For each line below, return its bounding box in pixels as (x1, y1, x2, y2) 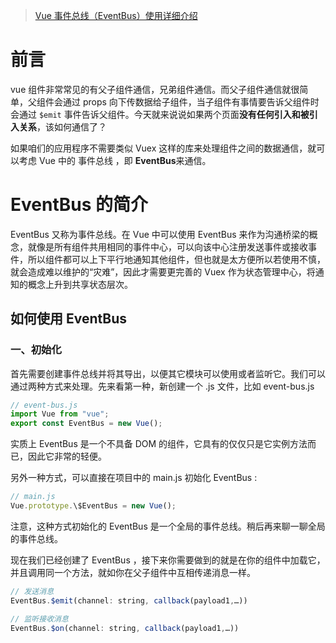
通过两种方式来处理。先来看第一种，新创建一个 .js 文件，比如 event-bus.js (10, 380, 315, 392)
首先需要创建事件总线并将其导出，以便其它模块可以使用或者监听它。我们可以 (10, 367, 326, 379)
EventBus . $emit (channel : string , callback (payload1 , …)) (10, 595, 248, 606)
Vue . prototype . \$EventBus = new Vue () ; (10, 501, 177, 511)
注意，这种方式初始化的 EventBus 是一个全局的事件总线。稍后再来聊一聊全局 (10, 520, 326, 532)
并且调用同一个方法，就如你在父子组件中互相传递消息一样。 (10, 566, 256, 578)
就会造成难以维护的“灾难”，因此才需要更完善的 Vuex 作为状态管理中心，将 (10, 265, 316, 278)
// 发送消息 (10, 586, 55, 596)
